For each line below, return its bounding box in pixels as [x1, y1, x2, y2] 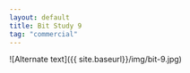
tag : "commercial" [9, 29, 78, 38]
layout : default [9, 12, 70, 22]
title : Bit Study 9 [9, 21, 82, 30]
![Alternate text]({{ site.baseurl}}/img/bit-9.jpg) [9, 54, 182, 65]
